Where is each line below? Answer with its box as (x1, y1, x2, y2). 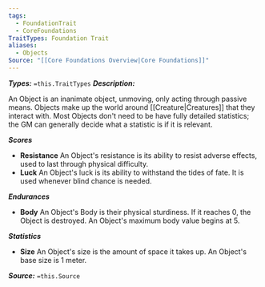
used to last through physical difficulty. (19, 159, 149, 168)
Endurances (8, 192, 50, 201)
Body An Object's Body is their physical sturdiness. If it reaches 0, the (19, 207, 251, 216)
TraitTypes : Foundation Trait (8, 34, 110, 42)
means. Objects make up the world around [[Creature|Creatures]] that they (8, 102, 255, 112)
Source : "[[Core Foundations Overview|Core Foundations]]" (8, 57, 210, 65)
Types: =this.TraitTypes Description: (8, 78, 135, 88)
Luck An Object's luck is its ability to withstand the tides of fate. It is (19, 168, 244, 177)
